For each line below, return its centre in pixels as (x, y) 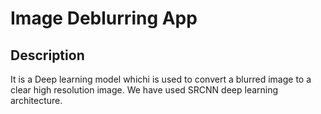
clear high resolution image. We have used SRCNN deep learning (144, 90)
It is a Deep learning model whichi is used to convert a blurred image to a (161, 79)
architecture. (36, 100)
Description (47, 55)
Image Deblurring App (104, 18)
